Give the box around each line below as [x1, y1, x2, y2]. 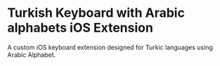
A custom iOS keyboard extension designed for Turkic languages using [7, 43, 213, 51]
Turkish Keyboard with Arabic [7, 5, 185, 21]
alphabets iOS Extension [7, 20, 153, 36]
